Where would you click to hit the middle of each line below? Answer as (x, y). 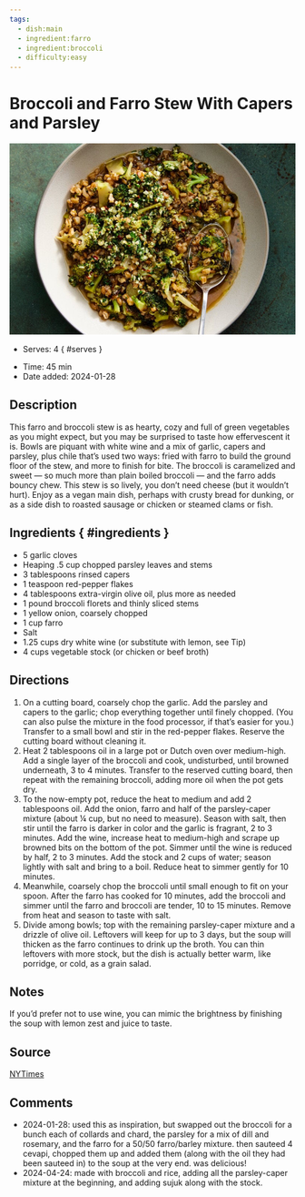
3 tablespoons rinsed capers (76, 574)
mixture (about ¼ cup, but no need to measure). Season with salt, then (154, 818)
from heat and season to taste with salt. (97, 915)
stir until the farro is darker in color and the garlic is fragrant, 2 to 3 (147, 827)
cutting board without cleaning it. (84, 741)
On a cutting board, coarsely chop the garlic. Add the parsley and (145, 702)
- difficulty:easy (53, 58)
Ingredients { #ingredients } (89, 533)
